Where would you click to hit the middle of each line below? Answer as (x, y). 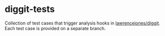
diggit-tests (30, 9)
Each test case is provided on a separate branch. (55, 28)
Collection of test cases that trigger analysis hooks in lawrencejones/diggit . (82, 23)
